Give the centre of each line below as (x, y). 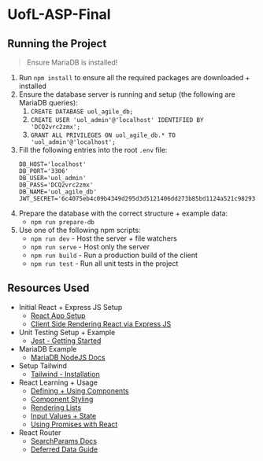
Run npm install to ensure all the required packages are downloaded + (134, 77)
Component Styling (62, 399)
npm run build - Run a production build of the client (114, 255)
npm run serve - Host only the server (90, 247)
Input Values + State (63, 415)
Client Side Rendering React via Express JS (101, 323)
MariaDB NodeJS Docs (68, 357)
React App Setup (58, 315)
